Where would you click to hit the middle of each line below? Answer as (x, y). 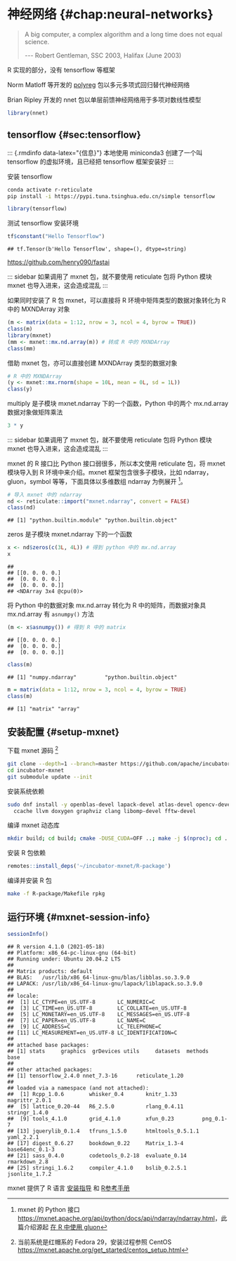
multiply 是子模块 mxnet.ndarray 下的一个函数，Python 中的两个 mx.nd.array (118, 404)
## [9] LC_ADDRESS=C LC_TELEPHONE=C (84, 1026)
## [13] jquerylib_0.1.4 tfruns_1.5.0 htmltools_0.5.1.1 (103, 1131)
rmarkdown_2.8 (28, 1162)
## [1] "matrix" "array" (44, 709)
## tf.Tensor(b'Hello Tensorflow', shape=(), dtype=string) (97, 249)
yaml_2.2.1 (23, 1137)
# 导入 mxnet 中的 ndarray (45, 495)
